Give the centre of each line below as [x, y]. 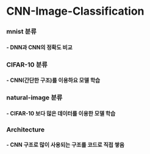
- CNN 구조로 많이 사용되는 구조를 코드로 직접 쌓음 [66, 145]
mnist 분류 [21, 32]
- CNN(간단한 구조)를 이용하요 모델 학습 [53, 80]
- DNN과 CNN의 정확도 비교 [40, 47]
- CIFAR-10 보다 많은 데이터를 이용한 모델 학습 [61, 113]
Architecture [26, 130]
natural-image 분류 [34, 98]
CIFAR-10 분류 [27, 64]
